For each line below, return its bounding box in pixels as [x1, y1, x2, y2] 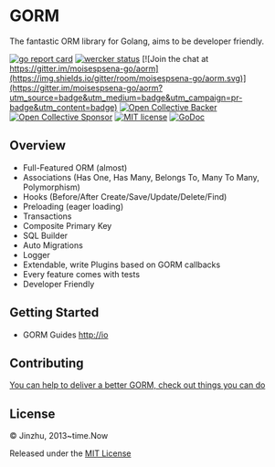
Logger [22, 249, 50, 260]
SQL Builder [22, 230, 69, 241]
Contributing [9, 355, 84, 370]
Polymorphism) [22, 182, 80, 192]
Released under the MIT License [9, 448, 132, 459]
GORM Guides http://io [22, 329, 109, 340]
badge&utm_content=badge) [9, 101, 118, 112]
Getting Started [9, 305, 100, 320]
